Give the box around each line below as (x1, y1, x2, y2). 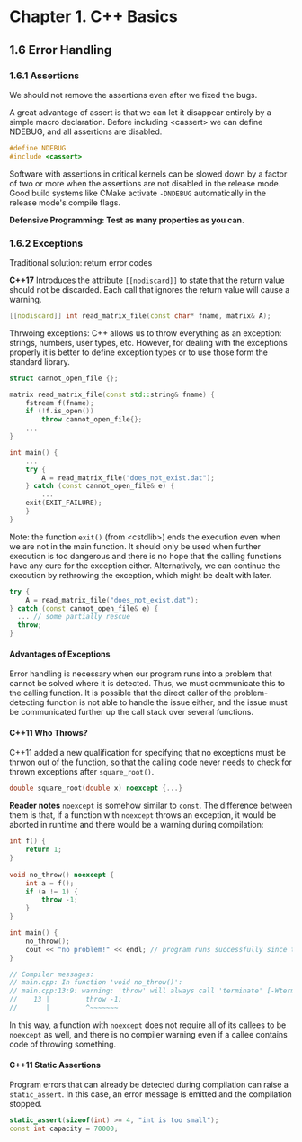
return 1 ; (25, 845, 63, 855)
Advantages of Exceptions (9, 648, 111, 659)
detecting (9, 697, 45, 708)
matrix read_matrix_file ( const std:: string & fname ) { (9, 390, 216, 399)
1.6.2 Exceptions (9, 237, 84, 249)
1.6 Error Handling (9, 42, 112, 58)
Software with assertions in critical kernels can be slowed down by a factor (9, 168, 288, 179)
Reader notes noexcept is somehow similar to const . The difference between (9, 800, 293, 811)
